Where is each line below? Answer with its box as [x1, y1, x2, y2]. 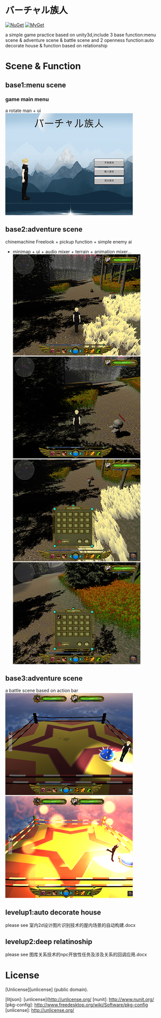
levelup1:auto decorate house [5, 908, 101, 917]
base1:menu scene [5, 81, 66, 89]
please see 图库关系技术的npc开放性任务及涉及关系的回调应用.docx [5, 951, 147, 958]
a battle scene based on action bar [5, 687, 78, 693]
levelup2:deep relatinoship [5, 937, 93, 946]
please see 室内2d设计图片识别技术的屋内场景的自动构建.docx [5, 922, 136, 928]
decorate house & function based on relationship [5, 42, 108, 48]
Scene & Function [5, 61, 81, 72]
